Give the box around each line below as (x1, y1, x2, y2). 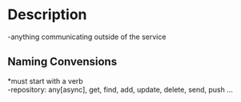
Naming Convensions (7, 55, 118, 69)
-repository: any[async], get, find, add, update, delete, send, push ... (7, 84, 234, 94)
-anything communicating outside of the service (7, 32, 167, 41)
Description (7, 6, 87, 24)
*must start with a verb (7, 76, 83, 85)
